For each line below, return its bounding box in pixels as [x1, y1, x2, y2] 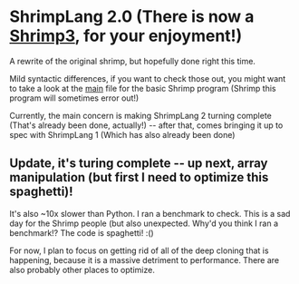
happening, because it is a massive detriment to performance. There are [9, 254, 280, 265]
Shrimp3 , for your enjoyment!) [9, 25, 243, 46]
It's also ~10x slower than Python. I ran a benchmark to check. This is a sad [9, 208, 291, 219]
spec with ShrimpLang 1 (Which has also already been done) [9, 129, 236, 140]
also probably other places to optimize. [9, 264, 156, 275]
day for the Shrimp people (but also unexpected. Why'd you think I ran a [9, 218, 279, 229]
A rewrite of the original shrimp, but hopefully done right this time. [9, 55, 256, 66]
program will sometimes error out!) [9, 93, 140, 103]
